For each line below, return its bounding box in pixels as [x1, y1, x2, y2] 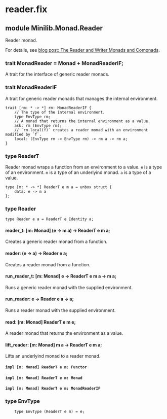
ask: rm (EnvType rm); [14, 123, 62, 128]
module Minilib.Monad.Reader [5, 24, 103, 32]
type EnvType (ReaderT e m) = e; [14, 409, 85, 414]
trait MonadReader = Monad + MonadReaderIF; [5, 59, 124, 66]
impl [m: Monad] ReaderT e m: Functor [5, 365, 87, 370]
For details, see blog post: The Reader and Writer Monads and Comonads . [5, 47, 160, 53]
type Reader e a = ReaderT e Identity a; [5, 217, 94, 222]
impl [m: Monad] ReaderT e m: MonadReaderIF [5, 386, 101, 391]
